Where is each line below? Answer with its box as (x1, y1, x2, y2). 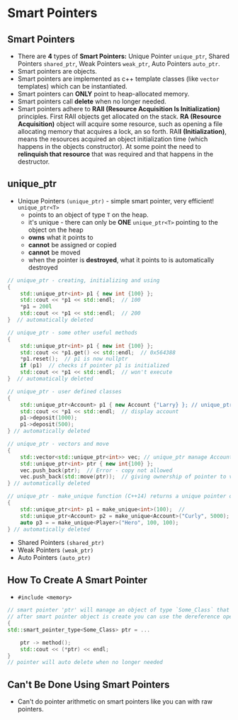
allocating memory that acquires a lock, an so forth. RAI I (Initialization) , (17, 128, 227, 135)
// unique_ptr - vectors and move (7, 441, 110, 448)
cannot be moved (28, 248, 81, 257)
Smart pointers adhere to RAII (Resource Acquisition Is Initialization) (17, 105, 221, 113)
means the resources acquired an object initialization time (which (17, 135, 208, 143)
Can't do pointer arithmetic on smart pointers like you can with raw (17, 697, 212, 706)
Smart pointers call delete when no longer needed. (17, 97, 166, 106)
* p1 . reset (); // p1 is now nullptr (20, 356, 129, 363)
